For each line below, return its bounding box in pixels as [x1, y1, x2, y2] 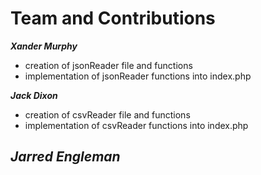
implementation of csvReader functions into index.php [24, 119, 249, 131]
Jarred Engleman [10, 148, 121, 166]
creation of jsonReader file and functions [24, 59, 193, 71]
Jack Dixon [10, 89, 58, 101]
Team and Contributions [10, 7, 216, 30]
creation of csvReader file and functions [24, 108, 191, 121]
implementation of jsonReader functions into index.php [24, 70, 252, 82]
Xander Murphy [10, 40, 78, 52]
